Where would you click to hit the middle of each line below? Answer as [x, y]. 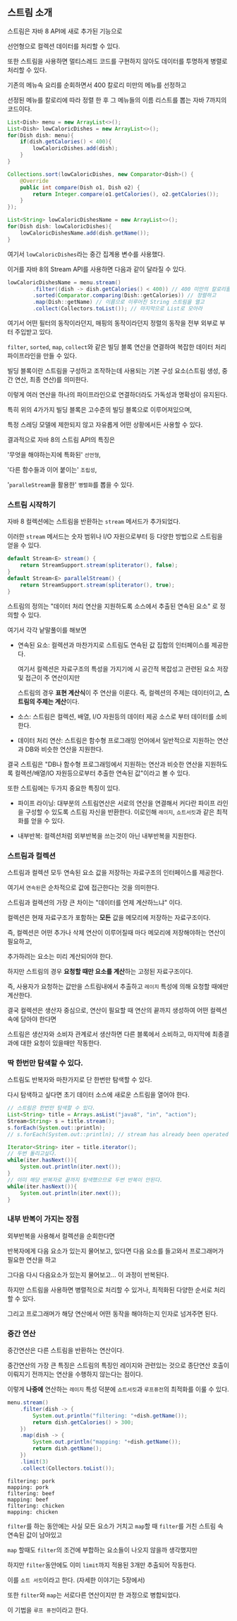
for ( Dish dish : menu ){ [41, 135]
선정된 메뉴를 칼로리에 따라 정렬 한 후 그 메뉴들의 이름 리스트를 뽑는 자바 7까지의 [117, 100]
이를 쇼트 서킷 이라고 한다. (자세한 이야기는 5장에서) [77, 1580]
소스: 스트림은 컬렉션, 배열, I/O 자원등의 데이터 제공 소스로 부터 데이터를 [116, 717]
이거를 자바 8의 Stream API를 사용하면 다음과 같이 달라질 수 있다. [97, 269]
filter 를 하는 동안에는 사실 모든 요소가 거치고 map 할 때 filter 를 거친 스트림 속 [115, 1526]
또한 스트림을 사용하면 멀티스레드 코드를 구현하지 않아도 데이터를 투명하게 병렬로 [117, 61]
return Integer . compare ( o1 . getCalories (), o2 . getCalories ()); [126, 194]
